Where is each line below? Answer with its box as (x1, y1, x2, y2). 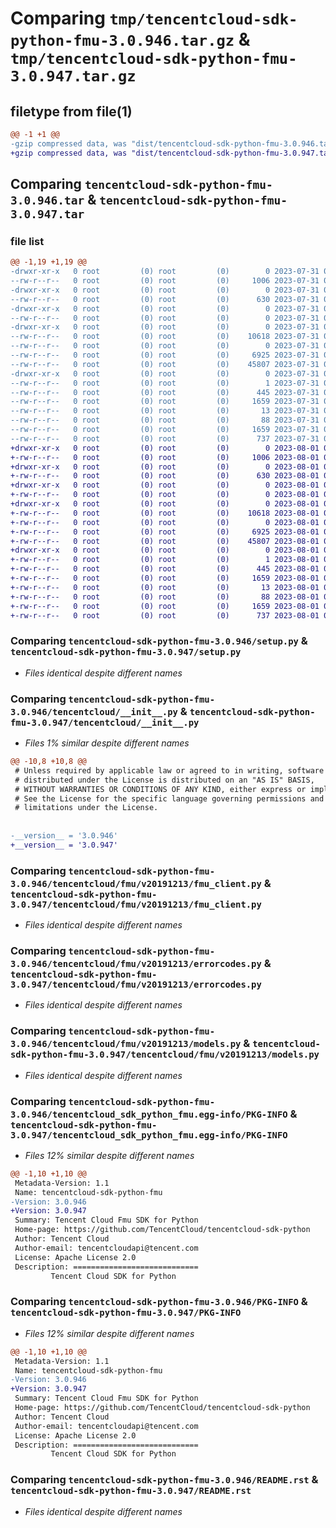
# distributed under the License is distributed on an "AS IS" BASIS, (14, 775, 315, 785)
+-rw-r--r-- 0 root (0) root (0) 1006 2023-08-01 (10, 452, 320, 462)
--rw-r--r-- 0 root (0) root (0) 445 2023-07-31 (10, 387, 320, 397)
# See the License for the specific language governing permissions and (14, 793, 325, 804)
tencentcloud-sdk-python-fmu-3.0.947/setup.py (10, 647, 242, 658)
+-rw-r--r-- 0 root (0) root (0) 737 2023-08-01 (10, 610, 320, 621)
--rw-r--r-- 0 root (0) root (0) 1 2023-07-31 (10, 378, 320, 388)
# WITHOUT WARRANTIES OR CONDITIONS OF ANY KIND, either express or (14, 784, 307, 794)
